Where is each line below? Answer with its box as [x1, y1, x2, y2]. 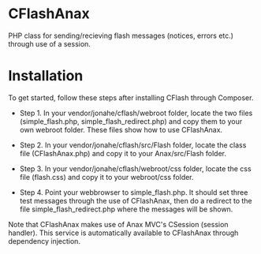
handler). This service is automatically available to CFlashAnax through [8, 228, 239, 237]
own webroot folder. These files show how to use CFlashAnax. [19, 125, 223, 134]
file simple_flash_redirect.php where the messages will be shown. [19, 204, 233, 214]
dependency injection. [8, 236, 81, 245]
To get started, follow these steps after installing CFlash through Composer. [8, 92, 254, 103]
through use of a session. [8, 39, 91, 48]
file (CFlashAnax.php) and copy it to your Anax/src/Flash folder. [19, 148, 227, 158]
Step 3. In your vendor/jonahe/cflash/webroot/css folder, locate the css [19, 163, 252, 174]
